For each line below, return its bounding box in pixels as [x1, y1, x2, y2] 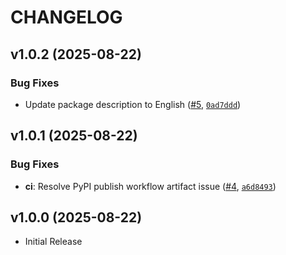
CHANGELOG [10, 6, 123, 29]
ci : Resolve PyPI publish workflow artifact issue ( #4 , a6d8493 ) [24, 180, 277, 192]
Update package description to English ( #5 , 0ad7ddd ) [24, 98, 242, 110]
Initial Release [24, 236, 83, 248]
